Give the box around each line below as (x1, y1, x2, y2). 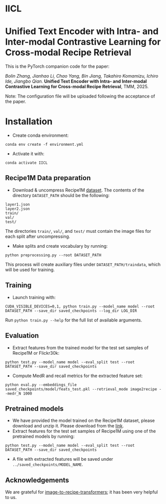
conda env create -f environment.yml (5, 142, 84, 147)
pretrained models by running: (12, 433, 75, 439)
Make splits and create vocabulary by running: (12, 243, 108, 249)
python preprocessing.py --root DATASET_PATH (5, 252, 101, 258)
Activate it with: (12, 151, 45, 157)
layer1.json (5, 202, 30, 207)
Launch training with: (12, 294, 56, 300)
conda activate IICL (5, 160, 48, 166)
